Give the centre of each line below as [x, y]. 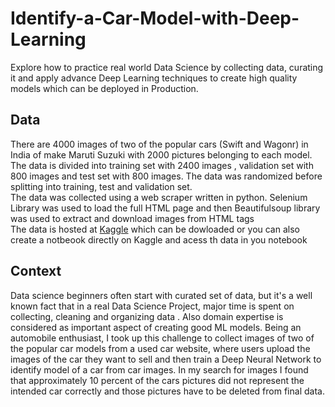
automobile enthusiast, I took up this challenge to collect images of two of [162, 338]
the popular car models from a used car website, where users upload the [160, 348]
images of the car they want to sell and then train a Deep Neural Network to [166, 359]
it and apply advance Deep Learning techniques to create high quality [154, 78]
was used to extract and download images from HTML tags [132, 218]
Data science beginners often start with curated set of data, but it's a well [161, 295]
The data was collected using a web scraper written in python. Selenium [159, 197]
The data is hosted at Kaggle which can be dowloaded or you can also [155, 229]
